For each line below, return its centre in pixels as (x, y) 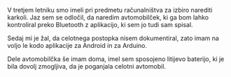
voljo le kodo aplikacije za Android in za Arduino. (77, 45)
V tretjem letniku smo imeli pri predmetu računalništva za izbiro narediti (110, 10)
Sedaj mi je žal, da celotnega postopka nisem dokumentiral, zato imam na (113, 38)
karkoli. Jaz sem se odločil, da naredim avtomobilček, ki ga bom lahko (108, 17)
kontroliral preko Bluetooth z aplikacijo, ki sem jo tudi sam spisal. (100, 25)
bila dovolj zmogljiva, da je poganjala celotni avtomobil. (87, 66)
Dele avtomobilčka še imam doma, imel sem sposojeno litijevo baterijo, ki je (116, 59)
